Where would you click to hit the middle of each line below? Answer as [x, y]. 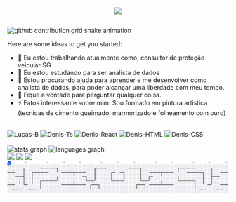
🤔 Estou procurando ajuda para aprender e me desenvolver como [112, 80]
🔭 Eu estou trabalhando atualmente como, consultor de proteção [111, 58]
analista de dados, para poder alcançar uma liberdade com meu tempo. [121, 87]
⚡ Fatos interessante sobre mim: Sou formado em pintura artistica [112, 102]
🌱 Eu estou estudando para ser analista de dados [88, 72]
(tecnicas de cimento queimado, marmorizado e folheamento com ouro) [122, 113]
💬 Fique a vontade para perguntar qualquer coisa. [89, 95]
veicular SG [34, 65]
